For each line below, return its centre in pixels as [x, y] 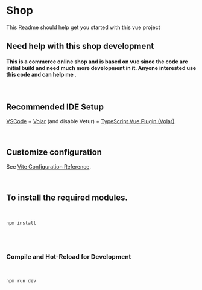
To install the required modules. [67, 197]
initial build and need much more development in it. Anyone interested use [101, 68]
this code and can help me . [41, 74]
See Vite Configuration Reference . [49, 167]
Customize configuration [54, 152]
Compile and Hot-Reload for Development [69, 256]
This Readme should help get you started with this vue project [84, 27]
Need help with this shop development [80, 46]
